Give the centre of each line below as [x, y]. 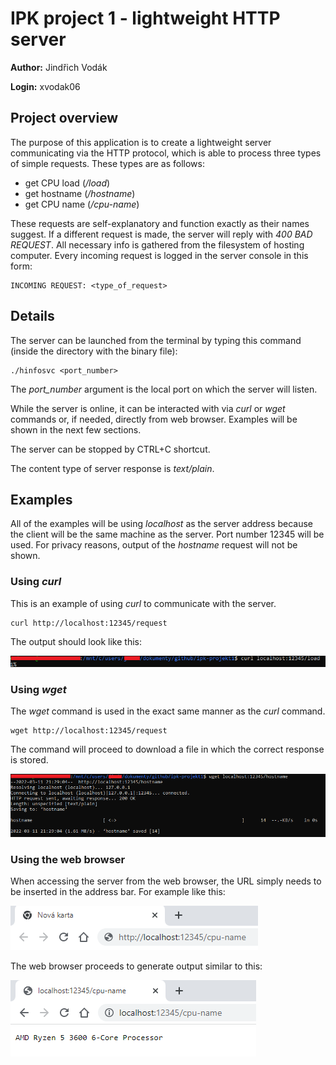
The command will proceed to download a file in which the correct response [167, 749]
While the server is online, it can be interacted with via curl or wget [148, 408]
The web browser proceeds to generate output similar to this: [136, 966]
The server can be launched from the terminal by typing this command [156, 340]
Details [32, 316]
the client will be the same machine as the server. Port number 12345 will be [167, 534]
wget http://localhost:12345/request [89, 731]
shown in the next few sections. [76, 429]
